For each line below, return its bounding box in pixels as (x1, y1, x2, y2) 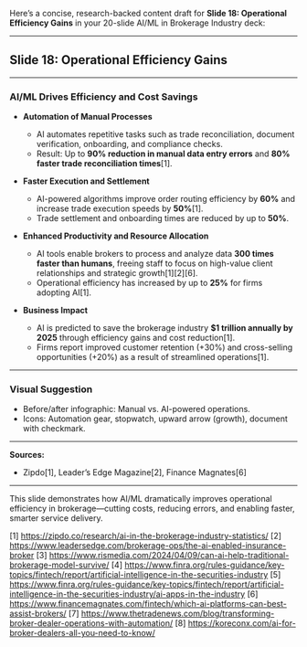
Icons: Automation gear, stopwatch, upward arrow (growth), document (22, 413, 288, 424)
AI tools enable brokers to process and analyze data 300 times (36, 249, 274, 260)
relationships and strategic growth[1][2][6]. (36, 268, 198, 279)
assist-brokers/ (9, 608, 67, 620)
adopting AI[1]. (36, 287, 92, 298)
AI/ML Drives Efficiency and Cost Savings (9, 90, 198, 103)
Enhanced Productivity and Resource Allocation (22, 230, 209, 241)
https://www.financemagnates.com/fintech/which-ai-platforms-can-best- (9, 599, 288, 610)
